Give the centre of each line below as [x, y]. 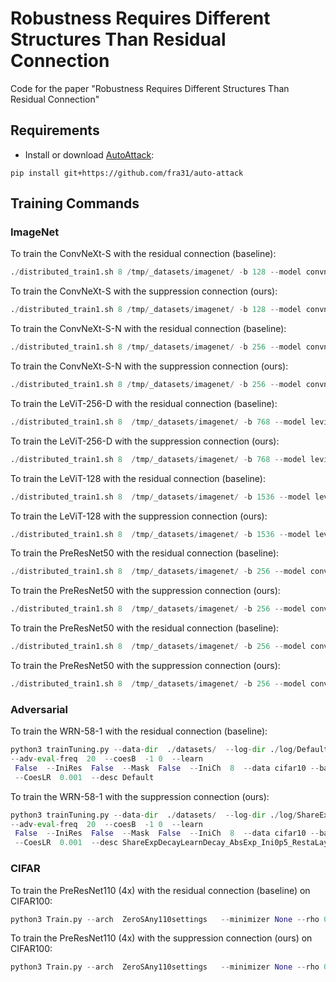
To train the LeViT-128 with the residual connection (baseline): [138, 478]
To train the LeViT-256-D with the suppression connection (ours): [145, 441]
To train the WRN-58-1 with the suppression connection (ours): [140, 796]
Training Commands [75, 203]
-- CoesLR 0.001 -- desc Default [84, 777]
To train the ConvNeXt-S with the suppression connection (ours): [144, 291]
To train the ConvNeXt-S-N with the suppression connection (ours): [149, 366]
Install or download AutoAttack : [89, 154]
